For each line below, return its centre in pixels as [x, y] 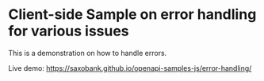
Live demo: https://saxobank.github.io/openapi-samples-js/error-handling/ [130, 68]
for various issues [69, 31]
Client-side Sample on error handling [132, 15]
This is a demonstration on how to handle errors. [88, 53]
